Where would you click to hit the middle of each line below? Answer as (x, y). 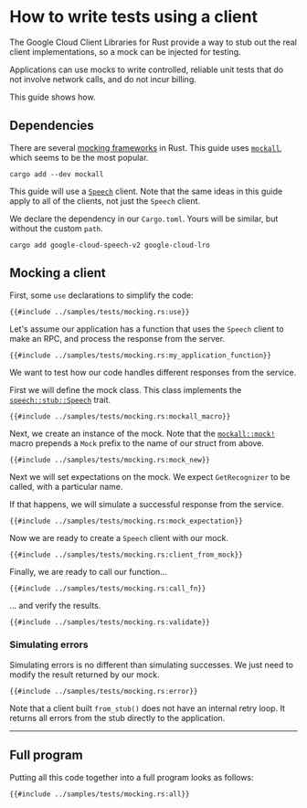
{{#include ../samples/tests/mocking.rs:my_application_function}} (141, 355)
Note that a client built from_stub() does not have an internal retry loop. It (148, 708)
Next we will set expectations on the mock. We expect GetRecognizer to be (150, 476)
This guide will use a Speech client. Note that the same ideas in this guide (146, 191)
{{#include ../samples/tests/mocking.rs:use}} (100, 312)
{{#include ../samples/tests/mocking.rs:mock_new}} (110, 460)
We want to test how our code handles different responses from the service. (153, 372)
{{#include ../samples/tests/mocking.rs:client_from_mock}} (127, 555)
